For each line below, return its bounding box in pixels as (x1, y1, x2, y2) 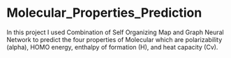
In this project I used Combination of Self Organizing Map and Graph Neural (6, 28, 224, 36)
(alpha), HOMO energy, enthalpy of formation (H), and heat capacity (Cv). (6, 43, 218, 51)
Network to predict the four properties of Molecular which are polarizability (6, 35, 223, 43)
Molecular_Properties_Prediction (6, 5, 202, 21)
